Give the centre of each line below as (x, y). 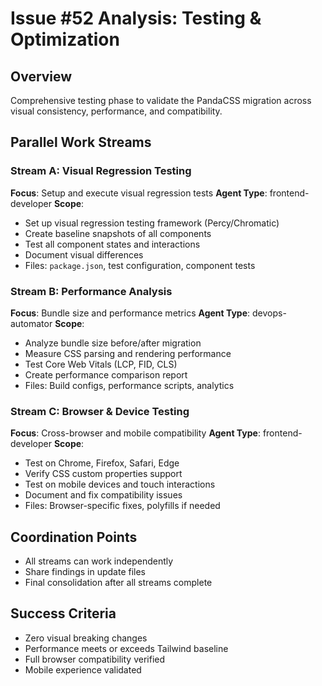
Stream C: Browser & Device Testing (100, 411)
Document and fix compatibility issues (103, 495)
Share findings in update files (85, 572)
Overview (41, 76)
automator (31, 323)
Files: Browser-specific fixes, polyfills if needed (122, 506)
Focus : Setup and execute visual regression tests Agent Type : (139, 193)
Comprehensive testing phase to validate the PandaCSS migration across (161, 100)
